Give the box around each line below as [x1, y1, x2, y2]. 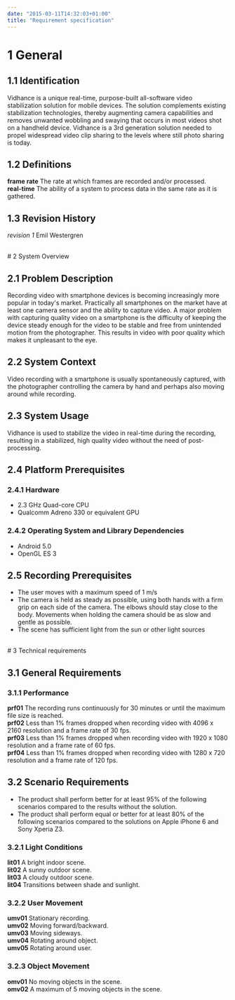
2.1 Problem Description [7, 272, 114, 284]
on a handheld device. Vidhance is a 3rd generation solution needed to [7, 124, 213, 132]
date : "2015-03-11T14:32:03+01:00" [7, 10, 112, 18]
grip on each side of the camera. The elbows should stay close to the [17, 603, 218, 611]
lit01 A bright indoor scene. [7, 858, 86, 867]
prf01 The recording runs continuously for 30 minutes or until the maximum [7, 704, 226, 712]
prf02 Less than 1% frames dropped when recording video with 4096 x [7, 719, 214, 727]
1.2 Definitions [7, 159, 72, 171]
